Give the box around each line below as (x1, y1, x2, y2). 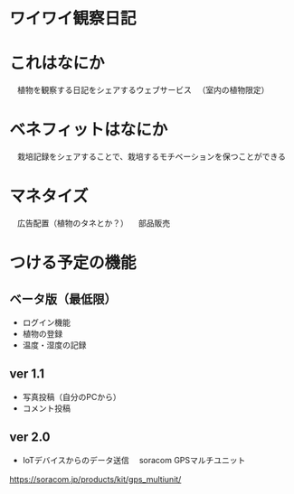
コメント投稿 (22, 403, 71, 414)
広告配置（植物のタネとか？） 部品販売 (16, 218, 170, 228)
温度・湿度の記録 (22, 340, 87, 350)
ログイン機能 (22, 317, 71, 328)
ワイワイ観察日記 (9, 8, 138, 29)
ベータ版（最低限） (9, 291, 117, 307)
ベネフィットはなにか (9, 119, 168, 140)
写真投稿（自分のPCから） (22, 391, 121, 402)
